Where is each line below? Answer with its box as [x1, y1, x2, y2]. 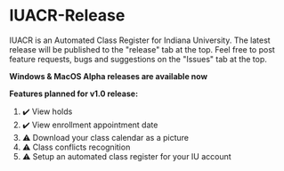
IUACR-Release [9, 5, 126, 26]
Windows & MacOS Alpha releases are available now [9, 70, 207, 81]
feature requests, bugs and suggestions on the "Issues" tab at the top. [9, 53, 267, 64]
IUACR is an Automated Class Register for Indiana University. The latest [9, 35, 271, 45]
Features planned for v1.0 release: [9, 88, 139, 99]
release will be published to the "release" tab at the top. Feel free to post [9, 44, 276, 54]
